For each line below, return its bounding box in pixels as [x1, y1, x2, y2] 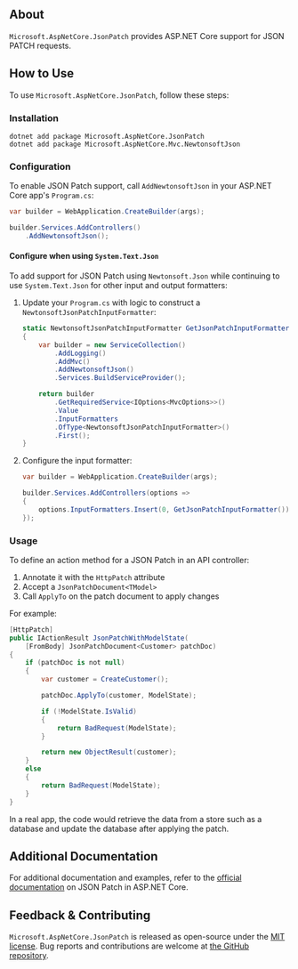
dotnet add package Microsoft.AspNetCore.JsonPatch [9, 132, 205, 141]
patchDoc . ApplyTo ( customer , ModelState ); [41, 691, 197, 700]
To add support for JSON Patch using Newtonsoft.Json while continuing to [9, 271, 280, 281]
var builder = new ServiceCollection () [38, 340, 187, 350]
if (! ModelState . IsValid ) [41, 707, 138, 715]
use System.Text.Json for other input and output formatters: [9, 280, 229, 291]
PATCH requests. [9, 40, 72, 51]
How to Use [9, 66, 75, 81]
